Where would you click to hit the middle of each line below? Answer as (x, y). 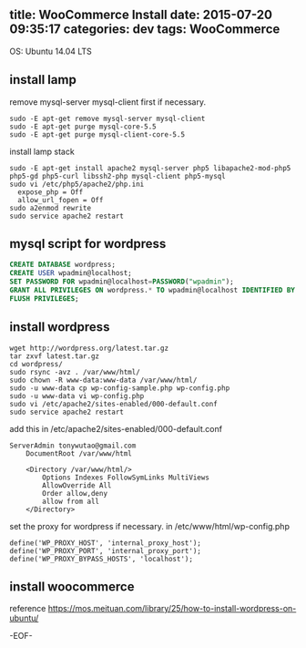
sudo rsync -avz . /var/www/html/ (75, 372)
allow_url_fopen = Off (61, 200)
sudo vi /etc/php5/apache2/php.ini (77, 184)
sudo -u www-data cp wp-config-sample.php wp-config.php (120, 388)
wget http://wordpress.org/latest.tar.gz (89, 348)
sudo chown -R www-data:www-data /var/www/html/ (103, 380)
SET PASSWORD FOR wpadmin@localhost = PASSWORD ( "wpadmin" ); (122, 282)
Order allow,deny (75, 493)
